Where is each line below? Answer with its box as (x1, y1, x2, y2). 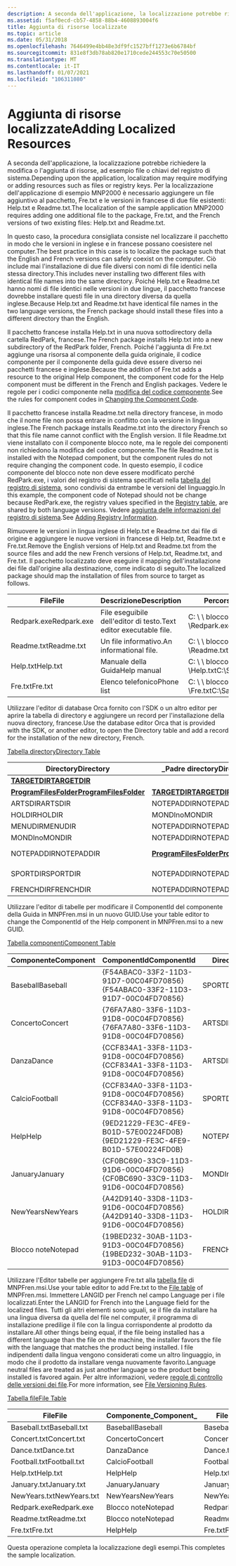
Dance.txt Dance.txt (11, 1445, 75, 1455)
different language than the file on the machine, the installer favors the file (7, 1336, 222, 1344)
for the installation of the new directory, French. (7, 733, 145, 742)
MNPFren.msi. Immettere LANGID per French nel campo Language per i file (7, 1291, 225, 1300)
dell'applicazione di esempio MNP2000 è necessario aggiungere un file (7, 189, 214, 197)
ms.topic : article (7, 30, 61, 37)
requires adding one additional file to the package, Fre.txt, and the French (7, 211, 221, 220)
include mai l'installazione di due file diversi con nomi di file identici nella (7, 262, 218, 270)
